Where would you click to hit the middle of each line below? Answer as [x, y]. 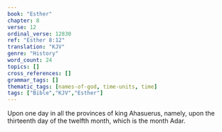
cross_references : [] [39, 73]
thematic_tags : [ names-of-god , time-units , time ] [83, 87]
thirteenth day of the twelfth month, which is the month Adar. [97, 121]
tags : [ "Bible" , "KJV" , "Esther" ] [55, 93]
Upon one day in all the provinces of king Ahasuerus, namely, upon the [111, 114]
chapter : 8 [23, 21]
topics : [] [23, 67]
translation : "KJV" [36, 47]
